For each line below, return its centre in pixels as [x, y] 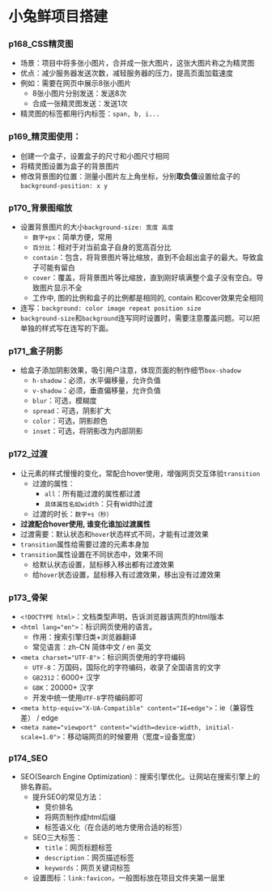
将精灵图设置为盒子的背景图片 [70, 166]
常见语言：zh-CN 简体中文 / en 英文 [92, 647]
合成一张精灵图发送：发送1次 [80, 104]
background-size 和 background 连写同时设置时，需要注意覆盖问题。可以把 [140, 318]
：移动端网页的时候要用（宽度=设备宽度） [130, 736]
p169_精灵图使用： [45, 137]
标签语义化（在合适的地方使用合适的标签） [115, 828]
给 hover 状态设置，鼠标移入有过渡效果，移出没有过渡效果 [126, 574]
